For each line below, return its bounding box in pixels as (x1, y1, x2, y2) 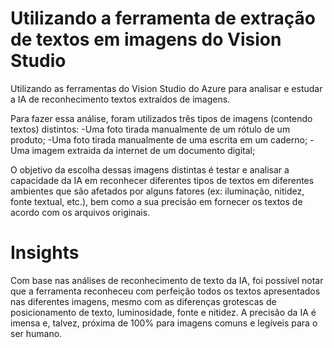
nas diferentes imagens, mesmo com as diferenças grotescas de (10, 295, 277, 307)
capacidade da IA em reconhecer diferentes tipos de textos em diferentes (10, 174, 315, 186)
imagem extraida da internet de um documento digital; (31, 144, 256, 156)
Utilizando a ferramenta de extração (10, 7, 317, 30)
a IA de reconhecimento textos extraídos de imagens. (10, 93, 231, 105)
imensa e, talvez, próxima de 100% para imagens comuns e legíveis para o (10, 317, 318, 329)
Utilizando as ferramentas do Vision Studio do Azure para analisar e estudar (10, 82, 323, 94)
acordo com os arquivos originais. (10, 206, 151, 218)
